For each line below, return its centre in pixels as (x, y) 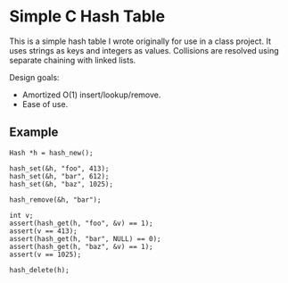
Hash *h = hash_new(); (51, 153)
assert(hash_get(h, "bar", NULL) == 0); (86, 238)
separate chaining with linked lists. (73, 60)
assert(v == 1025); (45, 254)
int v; (21, 215)
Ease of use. (45, 104)
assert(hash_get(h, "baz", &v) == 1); (81, 246)
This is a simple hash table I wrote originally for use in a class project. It (140, 41)
